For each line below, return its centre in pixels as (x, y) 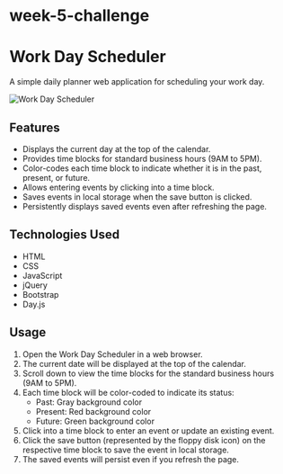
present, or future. (56, 177)
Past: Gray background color (88, 402)
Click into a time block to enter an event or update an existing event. (148, 430)
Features (35, 127)
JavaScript (42, 275)
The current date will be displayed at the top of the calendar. (134, 363)
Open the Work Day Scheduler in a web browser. (113, 354)
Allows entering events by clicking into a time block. (118, 187)
